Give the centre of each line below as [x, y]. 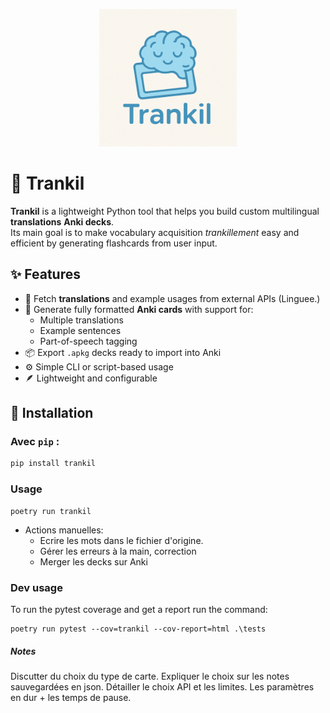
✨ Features [45, 274]
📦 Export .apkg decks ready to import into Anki [123, 352]
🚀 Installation [52, 413]
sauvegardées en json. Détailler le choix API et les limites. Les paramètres [162, 686]
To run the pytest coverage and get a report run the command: [139, 609]
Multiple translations [81, 320]
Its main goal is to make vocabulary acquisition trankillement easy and [155, 232]
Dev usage [36, 587]
